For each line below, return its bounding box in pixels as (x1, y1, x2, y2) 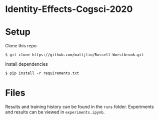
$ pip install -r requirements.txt (5, 71, 79, 76)
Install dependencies (5, 61, 48, 67)
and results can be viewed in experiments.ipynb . (5, 109, 105, 115)
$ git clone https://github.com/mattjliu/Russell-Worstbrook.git (5, 52, 144, 58)
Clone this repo (5, 43, 37, 49)
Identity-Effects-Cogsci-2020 (5, 3, 133, 15)
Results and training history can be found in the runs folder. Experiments (5, 104, 154, 110)
